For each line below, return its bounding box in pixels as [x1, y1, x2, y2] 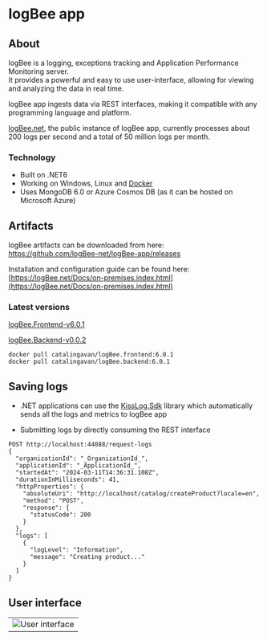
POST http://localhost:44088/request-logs [8, 441, 152, 449]
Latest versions [8, 302, 71, 313]
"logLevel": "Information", [29, 546, 124, 554]
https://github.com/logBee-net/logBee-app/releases [8, 249, 181, 259]
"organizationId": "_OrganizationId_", [15, 455, 149, 463]
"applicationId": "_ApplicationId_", [15, 462, 142, 470]
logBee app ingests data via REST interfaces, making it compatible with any [8, 100, 258, 108]
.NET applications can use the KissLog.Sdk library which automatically [19, 401, 253, 410]
